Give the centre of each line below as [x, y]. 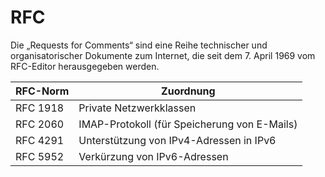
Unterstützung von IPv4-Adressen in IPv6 [177, 140]
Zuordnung [188, 91]
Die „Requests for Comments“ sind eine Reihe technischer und [139, 45]
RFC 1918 [40, 108]
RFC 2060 [40, 124]
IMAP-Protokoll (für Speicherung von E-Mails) [188, 124]
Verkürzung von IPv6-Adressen [153, 156]
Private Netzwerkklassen [137, 108]
